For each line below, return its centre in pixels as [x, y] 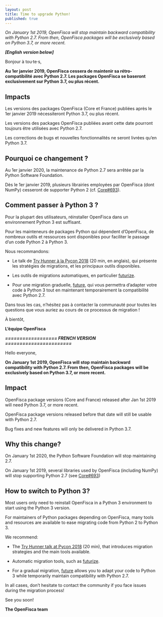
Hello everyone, [21, 353]
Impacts [18, 97]
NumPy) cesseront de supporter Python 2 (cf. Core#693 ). [63, 190]
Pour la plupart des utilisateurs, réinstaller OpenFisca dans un [67, 217]
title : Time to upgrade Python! [38, 14]
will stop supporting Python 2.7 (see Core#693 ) [53, 476]
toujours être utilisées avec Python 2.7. [44, 128]
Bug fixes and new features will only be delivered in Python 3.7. [68, 429]
